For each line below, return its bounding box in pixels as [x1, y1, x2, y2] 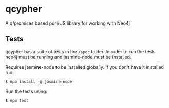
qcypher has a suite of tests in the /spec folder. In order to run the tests [5, 48, 156, 54]
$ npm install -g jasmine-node [5, 79, 72, 84]
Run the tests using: [5, 88, 48, 94]
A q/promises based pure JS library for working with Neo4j [5, 20, 130, 26]
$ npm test [5, 98, 29, 103]
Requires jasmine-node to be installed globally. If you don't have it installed [5, 63, 164, 70]
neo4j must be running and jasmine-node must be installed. [5, 54, 132, 60]
